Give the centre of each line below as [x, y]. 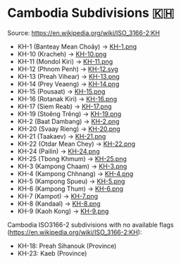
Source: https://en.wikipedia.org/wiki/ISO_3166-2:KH [84, 32]
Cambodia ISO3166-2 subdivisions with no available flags [90, 225]
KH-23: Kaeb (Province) [52, 253]
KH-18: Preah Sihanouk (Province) [67, 246]
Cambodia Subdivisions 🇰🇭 [91, 13]
